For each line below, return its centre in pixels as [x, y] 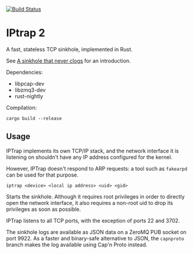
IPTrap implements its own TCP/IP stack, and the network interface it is [92, 151]
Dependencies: [24, 72]
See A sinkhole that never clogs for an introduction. [68, 61]
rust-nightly [29, 96]
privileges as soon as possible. [44, 209]
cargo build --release [34, 118]
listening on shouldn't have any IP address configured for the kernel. [89, 157]
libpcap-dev [30, 83]
